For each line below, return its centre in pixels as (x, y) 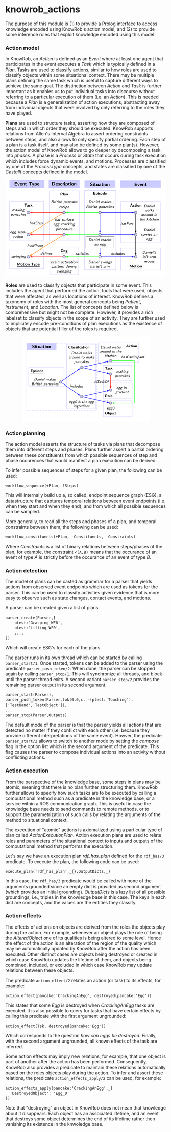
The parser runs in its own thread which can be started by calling (74, 658)
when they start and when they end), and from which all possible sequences (86, 506)
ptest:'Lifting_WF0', (37, 628)
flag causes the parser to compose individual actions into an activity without (86, 752)
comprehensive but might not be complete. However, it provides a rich (79, 312)
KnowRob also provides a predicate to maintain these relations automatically (86, 1067)
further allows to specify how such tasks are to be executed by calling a (81, 793)
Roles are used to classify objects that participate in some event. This (79, 285)
